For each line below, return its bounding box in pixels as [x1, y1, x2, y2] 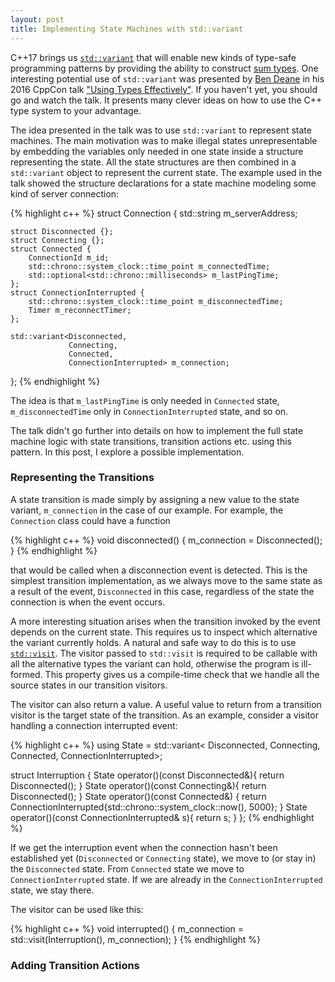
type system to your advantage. [10, 104, 142, 116]
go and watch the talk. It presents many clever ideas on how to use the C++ [10, 94, 323, 106]
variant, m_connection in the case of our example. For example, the [10, 504, 284, 516]
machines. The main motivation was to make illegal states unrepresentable [10, 134, 318, 146]
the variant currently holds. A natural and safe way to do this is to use [10, 636, 297, 648]
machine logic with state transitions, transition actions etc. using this [10, 435, 292, 447]
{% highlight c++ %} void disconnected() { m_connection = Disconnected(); [10, 534, 323, 546]
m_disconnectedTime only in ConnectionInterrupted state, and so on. [10, 405, 289, 417]
